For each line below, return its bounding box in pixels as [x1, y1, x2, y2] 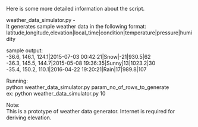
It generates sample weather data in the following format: [6, 23, 147, 30]
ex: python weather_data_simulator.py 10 [6, 90, 106, 97]
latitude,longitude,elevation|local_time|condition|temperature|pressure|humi [6, 29, 192, 36]
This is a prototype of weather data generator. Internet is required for [6, 108, 175, 115]
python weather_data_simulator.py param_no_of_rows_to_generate [6, 84, 169, 91]
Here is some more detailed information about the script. [6, 5, 145, 12]
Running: [6, 77, 29, 84]
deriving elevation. [6, 114, 52, 121]
